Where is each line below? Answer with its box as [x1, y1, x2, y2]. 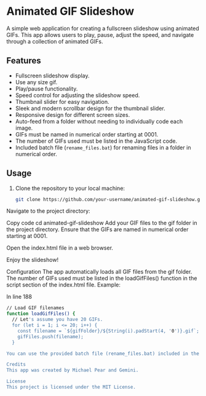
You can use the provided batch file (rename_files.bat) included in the [6, 350, 200, 357]
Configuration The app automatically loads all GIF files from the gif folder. [6, 268, 192, 275]
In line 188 [6, 293, 33, 301]
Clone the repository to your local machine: [15, 184, 125, 192]
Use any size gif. [15, 78, 58, 85]
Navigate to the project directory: [6, 207, 90, 215]
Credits [6, 362, 26, 368]
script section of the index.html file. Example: [6, 281, 121, 288]
